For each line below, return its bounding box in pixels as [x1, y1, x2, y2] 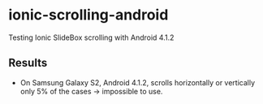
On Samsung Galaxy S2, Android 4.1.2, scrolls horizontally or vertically [19, 77, 256, 87]
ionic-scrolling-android [8, 6, 169, 24]
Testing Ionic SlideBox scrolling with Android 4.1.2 [8, 32, 175, 42]
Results [8, 56, 48, 70]
